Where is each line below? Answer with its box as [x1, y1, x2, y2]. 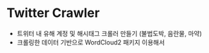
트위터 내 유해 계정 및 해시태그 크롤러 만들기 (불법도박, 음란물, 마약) [16, 29, 203, 37]
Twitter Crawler [6, 5, 100, 21]
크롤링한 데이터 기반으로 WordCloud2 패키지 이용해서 [16, 37, 165, 47]
